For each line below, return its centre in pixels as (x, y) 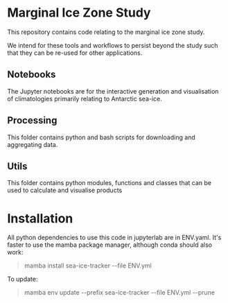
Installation (40, 218)
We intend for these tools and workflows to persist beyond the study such (113, 45)
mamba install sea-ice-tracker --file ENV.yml (88, 266)
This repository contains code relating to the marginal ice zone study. (106, 32)
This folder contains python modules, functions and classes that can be (109, 183)
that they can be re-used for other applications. (75, 53)
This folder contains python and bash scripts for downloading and (101, 137)
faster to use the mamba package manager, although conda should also (110, 245)
